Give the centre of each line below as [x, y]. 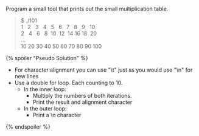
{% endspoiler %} [28, 127]
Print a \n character [57, 115]
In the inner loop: [45, 89]
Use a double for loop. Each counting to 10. [68, 83]
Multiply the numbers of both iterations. [82, 96]
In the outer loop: [45, 108]
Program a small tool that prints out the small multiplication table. [87, 9]
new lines [26, 76]
